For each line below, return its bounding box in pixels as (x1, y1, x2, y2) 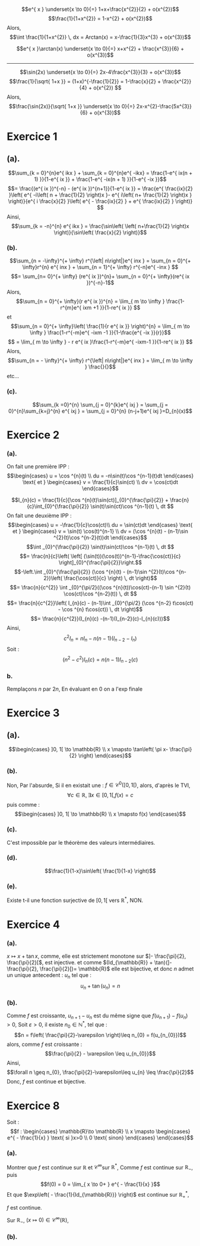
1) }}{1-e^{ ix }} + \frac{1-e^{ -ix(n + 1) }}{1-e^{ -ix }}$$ (34, 176, 167, 183)
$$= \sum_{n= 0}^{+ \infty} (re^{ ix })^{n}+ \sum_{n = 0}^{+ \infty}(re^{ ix (11, 273, 190, 280)
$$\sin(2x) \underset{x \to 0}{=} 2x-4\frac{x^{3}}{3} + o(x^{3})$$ (20, 68, 181, 76)
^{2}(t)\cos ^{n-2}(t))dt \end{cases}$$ (53, 534, 147, 541)
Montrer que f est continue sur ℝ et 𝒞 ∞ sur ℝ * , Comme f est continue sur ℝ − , (7, 1163, 193, 1172)
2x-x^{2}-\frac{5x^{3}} (136, 103, 192, 110)
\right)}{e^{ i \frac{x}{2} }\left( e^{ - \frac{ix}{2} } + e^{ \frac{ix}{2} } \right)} (8, 198, 193, 205)
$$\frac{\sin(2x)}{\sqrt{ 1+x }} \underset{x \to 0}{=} (8, 103, 135, 110)
